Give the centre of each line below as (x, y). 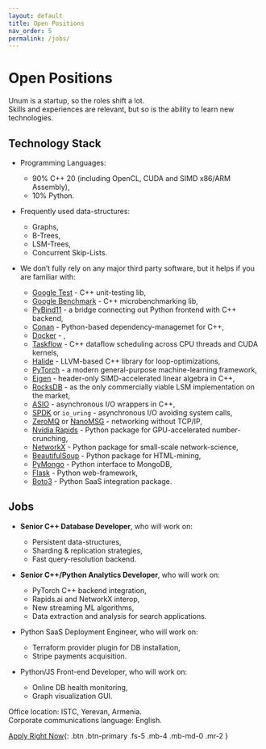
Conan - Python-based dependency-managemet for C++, (128, 327)
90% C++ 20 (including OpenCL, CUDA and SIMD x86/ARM (131, 178)
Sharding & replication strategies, (87, 550)
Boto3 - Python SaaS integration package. (102, 481)
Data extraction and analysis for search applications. (119, 616)
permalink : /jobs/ (39, 38)
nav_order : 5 (30, 31)
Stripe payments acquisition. (79, 656)
